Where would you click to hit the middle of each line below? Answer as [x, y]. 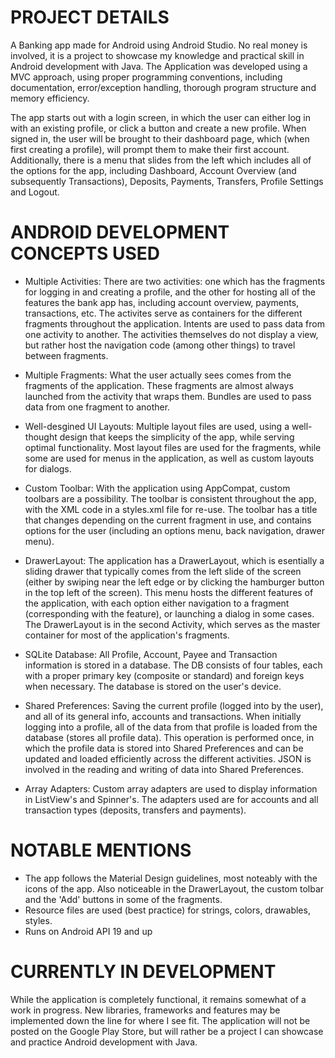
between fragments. [66, 355]
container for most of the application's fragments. [127, 635]
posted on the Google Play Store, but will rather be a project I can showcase [167, 1031]
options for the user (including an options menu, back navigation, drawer [175, 530]
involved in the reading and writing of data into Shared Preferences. [164, 769]
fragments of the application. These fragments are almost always [159, 385]
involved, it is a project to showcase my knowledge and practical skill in [157, 55]
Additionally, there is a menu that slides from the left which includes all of [161, 160]
